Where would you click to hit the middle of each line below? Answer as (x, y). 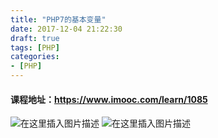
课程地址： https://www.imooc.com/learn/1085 (109, 99)
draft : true (35, 38)
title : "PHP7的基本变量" (58, 19)
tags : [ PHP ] (35, 47)
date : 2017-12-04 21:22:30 (66, 29)
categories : (35, 57)
